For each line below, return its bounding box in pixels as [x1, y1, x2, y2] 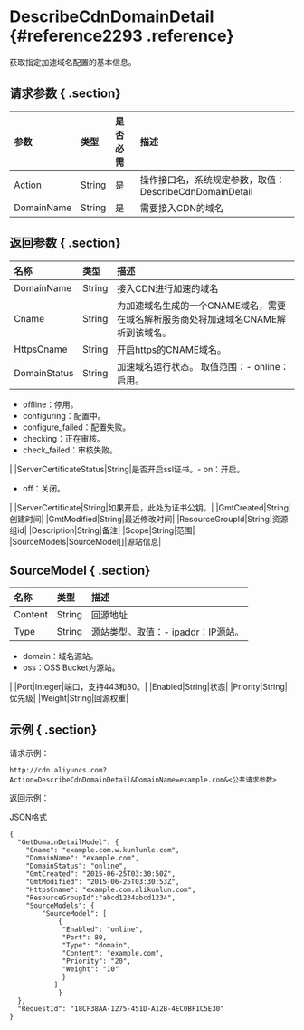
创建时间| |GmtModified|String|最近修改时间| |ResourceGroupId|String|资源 [9, 513, 289, 524]
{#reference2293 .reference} [9, 25, 234, 46]
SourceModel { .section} [9, 562, 151, 578]
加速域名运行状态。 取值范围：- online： [117, 360, 290, 373]
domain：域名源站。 [22, 651, 99, 662]
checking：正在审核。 [22, 432, 106, 443]
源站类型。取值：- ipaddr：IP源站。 [90, 626, 244, 638]
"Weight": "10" [62, 965, 119, 974]
